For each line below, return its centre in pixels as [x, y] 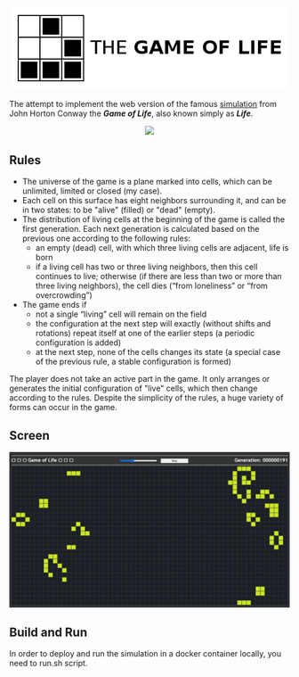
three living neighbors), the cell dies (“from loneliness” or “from [152, 286]
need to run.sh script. [48, 664]
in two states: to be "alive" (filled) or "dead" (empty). [118, 210]
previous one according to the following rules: [106, 238]
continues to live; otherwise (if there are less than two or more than [158, 277]
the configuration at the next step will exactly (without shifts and [153, 324]
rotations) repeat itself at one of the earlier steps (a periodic [145, 334]
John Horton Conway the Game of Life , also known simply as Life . [131, 113]
